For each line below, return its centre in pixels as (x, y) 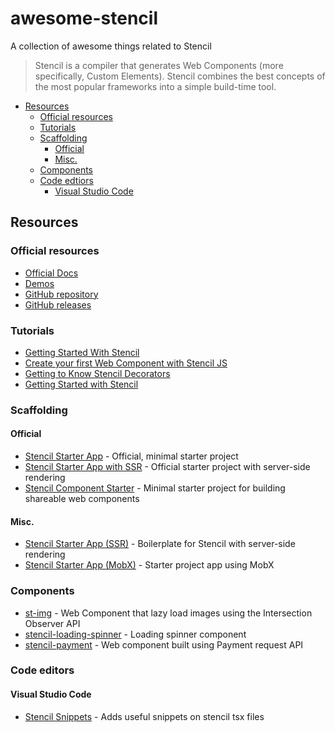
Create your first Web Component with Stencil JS (126, 363)
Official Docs (51, 273)
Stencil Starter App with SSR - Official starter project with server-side (167, 467)
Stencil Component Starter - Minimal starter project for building (155, 488)
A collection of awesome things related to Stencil (111, 46)
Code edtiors (66, 180)
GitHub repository (61, 294)
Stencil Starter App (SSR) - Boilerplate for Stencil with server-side (160, 544)
